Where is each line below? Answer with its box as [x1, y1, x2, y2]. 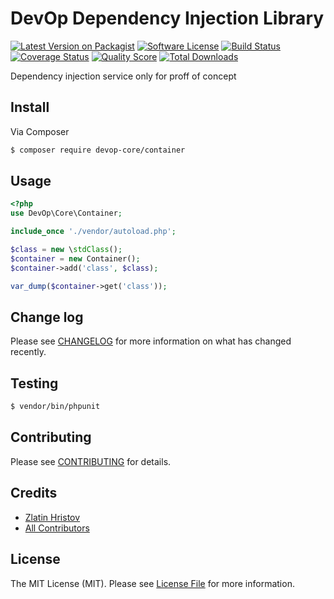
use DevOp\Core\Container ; [10, 208, 123, 219]
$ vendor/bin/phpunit [10, 402, 101, 412]
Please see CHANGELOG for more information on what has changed [10, 335, 292, 347]
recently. [10, 346, 47, 358]
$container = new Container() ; [10, 253, 141, 264]
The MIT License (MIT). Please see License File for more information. [10, 577, 295, 589]
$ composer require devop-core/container [10, 145, 186, 155]
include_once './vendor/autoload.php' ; [10, 227, 177, 237]
